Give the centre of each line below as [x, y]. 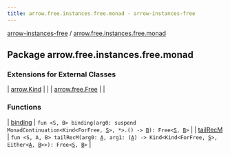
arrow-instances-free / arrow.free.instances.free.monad [87, 33]
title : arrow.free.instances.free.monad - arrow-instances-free [101, 13]
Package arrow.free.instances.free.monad [101, 55]
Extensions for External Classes [62, 74]
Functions [24, 107]
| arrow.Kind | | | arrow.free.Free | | [56, 90]
